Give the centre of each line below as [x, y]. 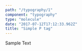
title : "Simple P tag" [29, 29]
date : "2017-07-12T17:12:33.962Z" [42, 24]
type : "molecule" [23, 19]
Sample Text [18, 43]
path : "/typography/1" [29, 10]
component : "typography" [31, 15]
